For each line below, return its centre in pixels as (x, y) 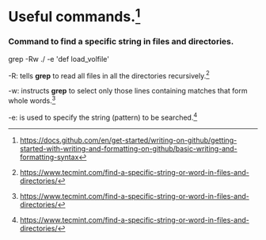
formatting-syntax (49, 157)
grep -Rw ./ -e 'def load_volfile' (59, 59)
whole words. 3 (32, 100)
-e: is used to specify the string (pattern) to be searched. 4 (103, 117)
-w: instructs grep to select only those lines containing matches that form (128, 91)
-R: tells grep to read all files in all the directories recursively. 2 (109, 74)
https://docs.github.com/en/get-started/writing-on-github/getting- (128, 140)
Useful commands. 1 (74, 15)
